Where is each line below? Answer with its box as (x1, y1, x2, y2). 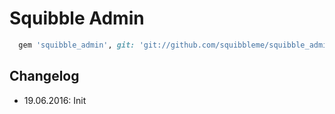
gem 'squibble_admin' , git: (18, 40, 136, 50)
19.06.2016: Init (23, 94, 87, 106)
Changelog (9, 68, 80, 85)
